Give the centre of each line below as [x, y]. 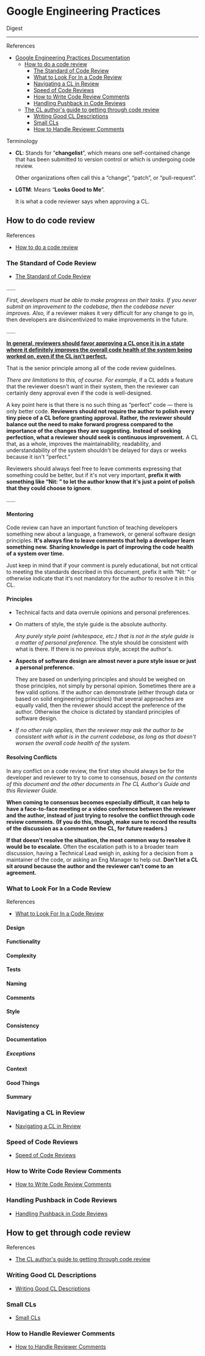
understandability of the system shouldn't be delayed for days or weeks [97, 450]
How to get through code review [69, 1233]
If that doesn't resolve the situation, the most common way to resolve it [99, 840]
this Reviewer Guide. [32, 790]
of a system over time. [35, 554]
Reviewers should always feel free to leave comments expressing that [94, 469]
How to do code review [51, 220]
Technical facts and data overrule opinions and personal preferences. [103, 612]
